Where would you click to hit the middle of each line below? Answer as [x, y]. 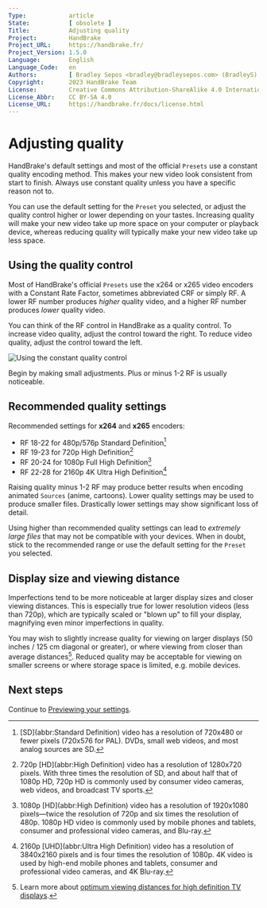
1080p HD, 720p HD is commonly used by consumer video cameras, [132, 781]
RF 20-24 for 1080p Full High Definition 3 [86, 461]
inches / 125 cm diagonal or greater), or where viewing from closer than [126, 647]
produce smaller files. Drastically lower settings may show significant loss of [133, 504]
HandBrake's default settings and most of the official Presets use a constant [133, 166]
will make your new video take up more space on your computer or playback [133, 224]
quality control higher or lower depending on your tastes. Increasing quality [132, 215]
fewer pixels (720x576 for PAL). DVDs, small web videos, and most [129, 740]
